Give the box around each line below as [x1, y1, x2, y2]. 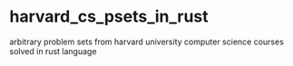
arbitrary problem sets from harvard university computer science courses [9, 36, 284, 47]
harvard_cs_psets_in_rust [9, 6, 209, 27]
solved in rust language [9, 45, 97, 56]
